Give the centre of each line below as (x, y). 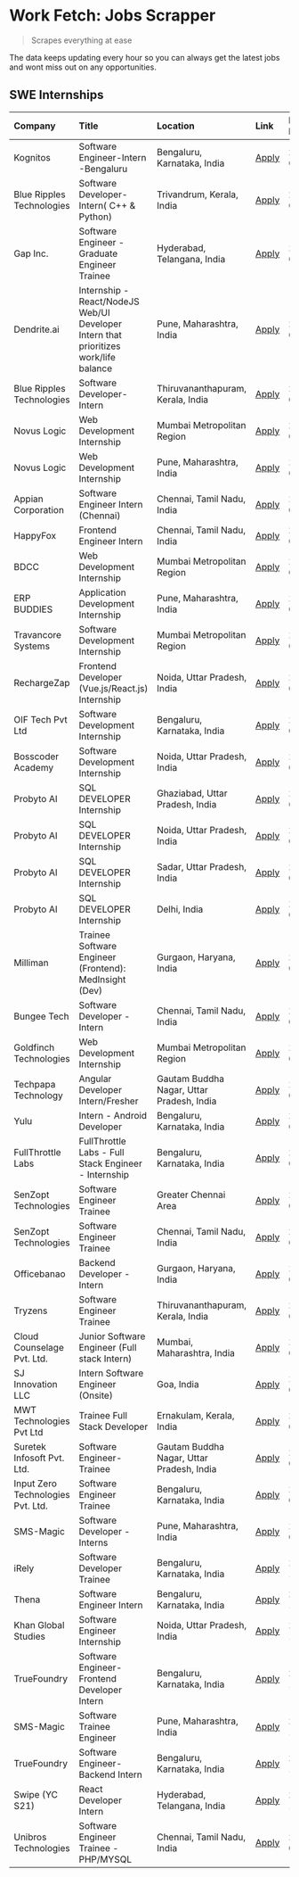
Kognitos (32, 157)
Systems (32, 646)
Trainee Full (103, 1415)
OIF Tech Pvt (41, 719)
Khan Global (39, 1625)
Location (176, 126)
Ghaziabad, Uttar (193, 793)
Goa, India (178, 1384)
